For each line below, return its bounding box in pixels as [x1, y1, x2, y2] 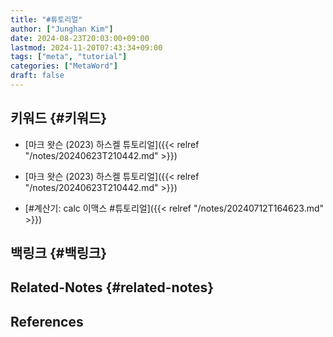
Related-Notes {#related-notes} [10, 279, 215, 296]
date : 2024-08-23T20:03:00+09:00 [10, 33, 150, 43]
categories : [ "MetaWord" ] [10, 61, 118, 71]
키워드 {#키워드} [10, 110, 108, 127]
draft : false [10, 71, 65, 81]
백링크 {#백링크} [10, 245, 108, 262]
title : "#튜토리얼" [10, 14, 83, 25]
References [10, 313, 84, 330]
